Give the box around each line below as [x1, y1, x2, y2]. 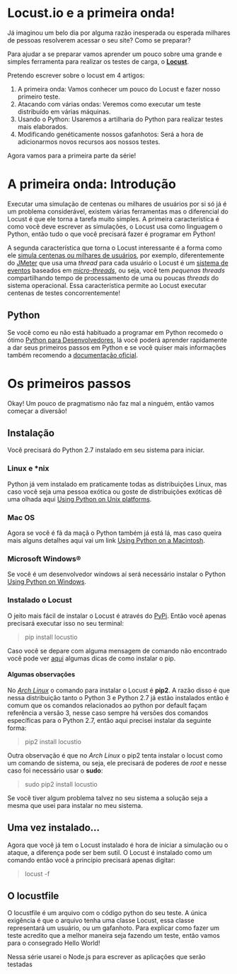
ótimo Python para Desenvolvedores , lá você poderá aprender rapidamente [7, 336, 228, 344]
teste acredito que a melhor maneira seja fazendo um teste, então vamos [7, 931, 221, 940]
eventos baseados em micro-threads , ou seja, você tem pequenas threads [7, 266, 225, 275]
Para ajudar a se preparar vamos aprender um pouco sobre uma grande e [7, 50, 223, 58]
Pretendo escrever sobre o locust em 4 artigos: [7, 71, 145, 79]
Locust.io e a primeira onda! [7, 5, 175, 21]
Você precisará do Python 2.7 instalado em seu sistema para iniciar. [7, 446, 205, 455]
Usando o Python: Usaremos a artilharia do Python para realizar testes [17, 115, 224, 123]
